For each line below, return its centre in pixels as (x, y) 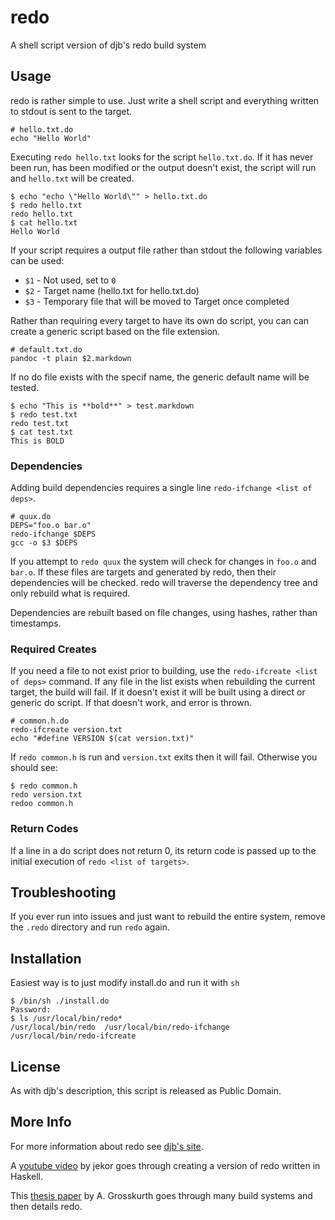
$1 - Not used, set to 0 (70, 280)
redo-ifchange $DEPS (53, 534)
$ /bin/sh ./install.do (60, 1001)
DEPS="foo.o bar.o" (51, 526)
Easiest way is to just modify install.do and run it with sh (125, 983)
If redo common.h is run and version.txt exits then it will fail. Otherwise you (164, 757)
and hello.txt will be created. (72, 178)
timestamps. (36, 623)
